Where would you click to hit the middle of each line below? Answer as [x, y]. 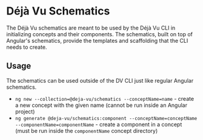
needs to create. [27, 47]
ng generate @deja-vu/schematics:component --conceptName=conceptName [106, 118]
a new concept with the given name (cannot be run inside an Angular [101, 105]
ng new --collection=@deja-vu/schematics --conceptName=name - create [105, 98]
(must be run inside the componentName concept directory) [86, 130]
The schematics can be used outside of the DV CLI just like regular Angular [100, 80]
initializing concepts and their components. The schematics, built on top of [99, 34]
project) [25, 111]
